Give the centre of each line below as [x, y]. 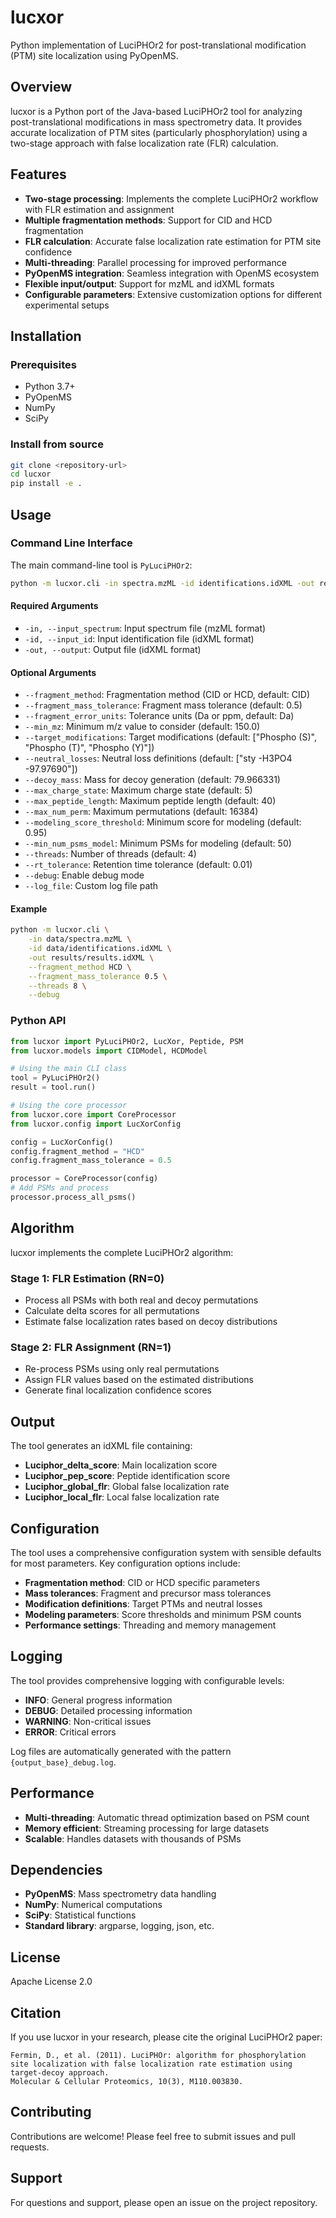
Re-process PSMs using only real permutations [122, 1369]
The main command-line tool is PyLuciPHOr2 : [101, 565]
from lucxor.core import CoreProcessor [93, 1114]
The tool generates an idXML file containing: [101, 1446]
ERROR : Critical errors [70, 1732]
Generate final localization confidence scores [118, 1390]
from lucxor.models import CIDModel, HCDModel [109, 1051]
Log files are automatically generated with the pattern [121, 1751]
